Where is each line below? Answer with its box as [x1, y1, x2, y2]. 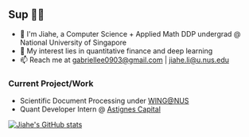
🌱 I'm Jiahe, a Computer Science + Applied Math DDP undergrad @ [19, 29, 241, 38]
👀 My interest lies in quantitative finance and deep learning [19, 45, 213, 56]
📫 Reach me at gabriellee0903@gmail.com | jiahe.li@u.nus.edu [19, 55, 229, 65]
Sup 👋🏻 [8, 8, 45, 22]
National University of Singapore [19, 37, 127, 47]
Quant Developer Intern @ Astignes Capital [19, 104, 161, 114]
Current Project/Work [8, 77, 94, 88]
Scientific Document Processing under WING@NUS [19, 96, 189, 106]
